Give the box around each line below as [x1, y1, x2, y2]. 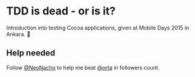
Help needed [6, 48, 56, 58]
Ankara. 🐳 [6, 30, 31, 37]
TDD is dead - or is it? [6, 4, 116, 18]
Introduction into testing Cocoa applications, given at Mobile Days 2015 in [6, 24, 190, 31]
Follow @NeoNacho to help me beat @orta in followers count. [6, 64, 160, 71]
